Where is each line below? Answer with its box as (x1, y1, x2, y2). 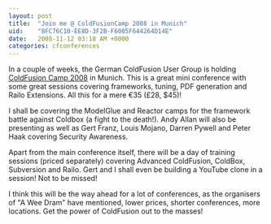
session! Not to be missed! (8, 174, 98, 183)
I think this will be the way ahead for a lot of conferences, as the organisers (8, 189, 260, 199)
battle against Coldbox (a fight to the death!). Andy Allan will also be (8, 114, 237, 124)
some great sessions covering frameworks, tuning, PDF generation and (8, 82, 247, 92)
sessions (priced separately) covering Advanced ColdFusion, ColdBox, (8, 156, 246, 166)
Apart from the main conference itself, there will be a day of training (8, 148, 236, 157)
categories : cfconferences (8, 42, 100, 50)
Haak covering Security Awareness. (8, 131, 129, 142)
